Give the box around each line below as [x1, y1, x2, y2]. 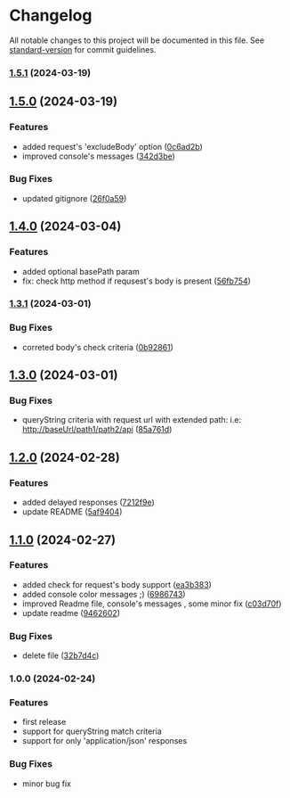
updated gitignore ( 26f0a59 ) [21, 193, 127, 203]
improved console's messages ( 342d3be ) [21, 151, 176, 161]
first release [21, 717, 67, 728]
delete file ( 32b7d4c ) [21, 650, 100, 661]
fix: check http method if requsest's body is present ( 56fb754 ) [21, 276, 252, 286]
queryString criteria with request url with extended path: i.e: [21, 415, 242, 425]
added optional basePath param [21, 266, 140, 276]
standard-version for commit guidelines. [9, 44, 157, 54]
